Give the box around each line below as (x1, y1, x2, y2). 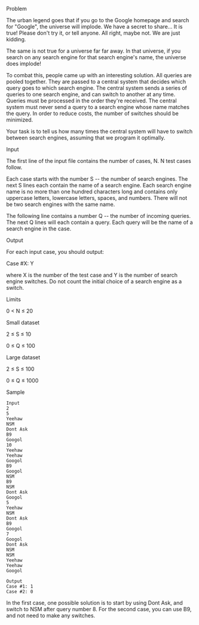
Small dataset (6, 319, 40, 326)
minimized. (6, 116, 33, 123)
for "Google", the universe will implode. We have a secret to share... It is (6, 23, 183, 30)
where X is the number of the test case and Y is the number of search (6, 272, 178, 278)
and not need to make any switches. (6, 612, 96, 619)
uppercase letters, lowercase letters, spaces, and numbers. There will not (6, 195, 187, 201)
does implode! (6, 60, 42, 67)
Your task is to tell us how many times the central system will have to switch (6, 128, 193, 135)
